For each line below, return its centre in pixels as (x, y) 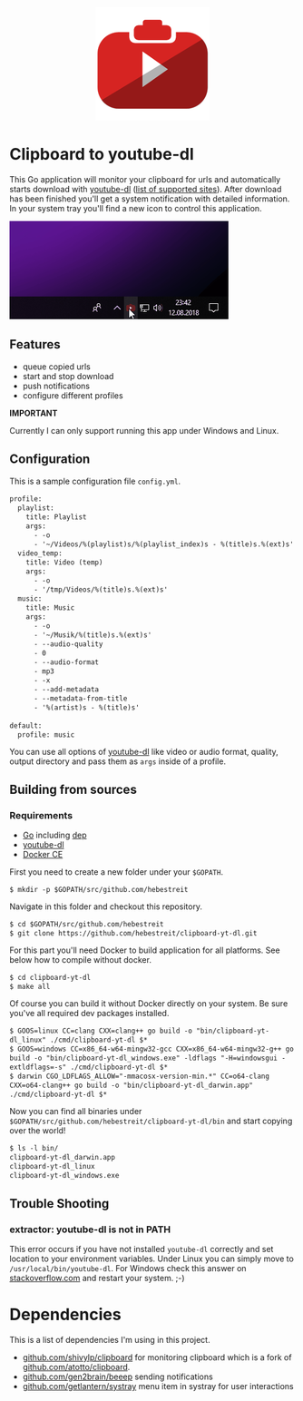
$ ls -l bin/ (34, 1149)
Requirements (41, 815)
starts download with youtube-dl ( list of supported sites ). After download (146, 189)
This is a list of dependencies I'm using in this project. (110, 1339)
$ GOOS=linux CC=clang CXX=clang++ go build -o (101, 1031)
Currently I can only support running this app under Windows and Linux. (144, 430)
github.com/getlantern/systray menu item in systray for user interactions (158, 1386)
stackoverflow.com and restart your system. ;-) (97, 1278)
